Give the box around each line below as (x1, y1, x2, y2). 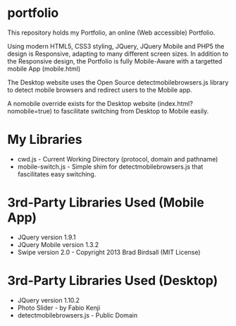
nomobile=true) (7, 107, 53, 115)
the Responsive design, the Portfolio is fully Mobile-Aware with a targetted (7, 56, 223, 65)
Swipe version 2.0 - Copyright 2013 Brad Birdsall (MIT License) (17, 248, 201, 256)
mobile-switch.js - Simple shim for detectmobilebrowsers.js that (17, 162, 204, 171)
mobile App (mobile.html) (7, 64, 81, 73)
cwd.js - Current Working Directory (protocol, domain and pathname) (17, 155, 218, 163)
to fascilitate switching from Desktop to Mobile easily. (54, 107, 209, 115)
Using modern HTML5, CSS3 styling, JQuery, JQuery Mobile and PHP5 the (7, 42, 225, 50)
